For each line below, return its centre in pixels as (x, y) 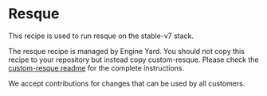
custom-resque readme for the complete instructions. (96, 67)
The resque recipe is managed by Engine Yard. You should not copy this (127, 51)
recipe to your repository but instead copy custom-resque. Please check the (133, 60)
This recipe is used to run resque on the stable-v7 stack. (101, 36)
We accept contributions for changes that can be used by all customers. (127, 83)
